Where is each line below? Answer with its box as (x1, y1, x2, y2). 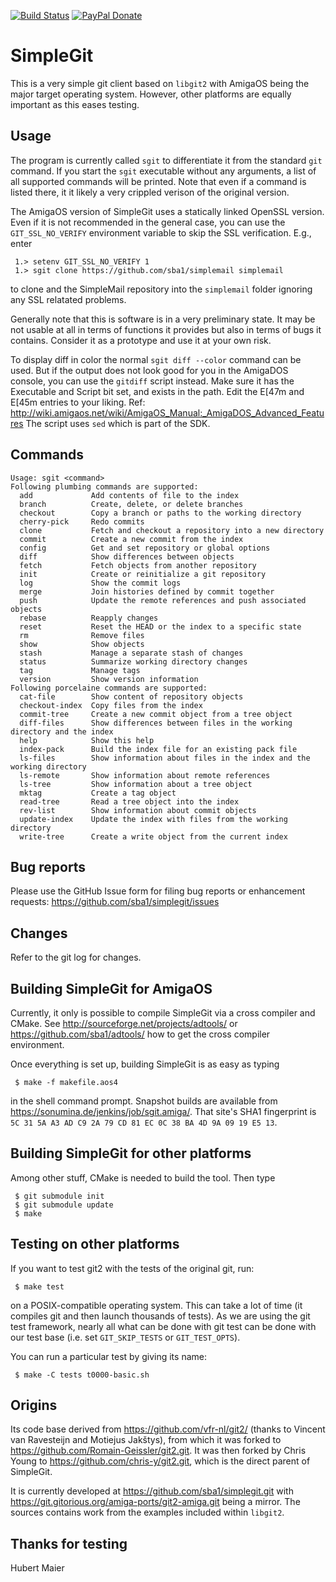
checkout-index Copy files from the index (19, 700, 203, 710)
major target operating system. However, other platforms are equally (10, 88, 292, 100)
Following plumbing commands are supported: (10, 481, 199, 492)
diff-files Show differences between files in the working (19, 718, 293, 728)
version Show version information (19, 674, 199, 684)
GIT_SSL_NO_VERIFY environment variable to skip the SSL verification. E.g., (10, 226, 312, 239)
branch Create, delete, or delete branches (19, 499, 244, 509)
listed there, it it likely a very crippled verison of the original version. (10, 186, 290, 198)
